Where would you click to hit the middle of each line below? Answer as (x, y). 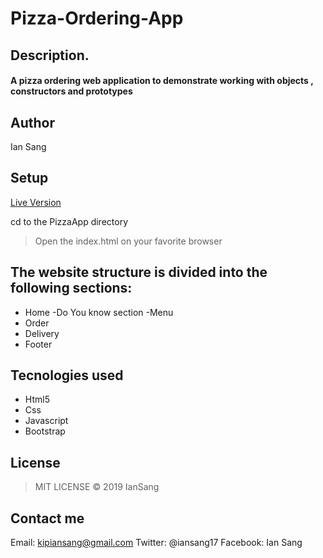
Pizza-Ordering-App (97, 18)
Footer (38, 344)
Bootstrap (45, 431)
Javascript (46, 421)
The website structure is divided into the (139, 272)
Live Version (36, 202)
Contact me (47, 518)
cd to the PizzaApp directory (69, 221)
